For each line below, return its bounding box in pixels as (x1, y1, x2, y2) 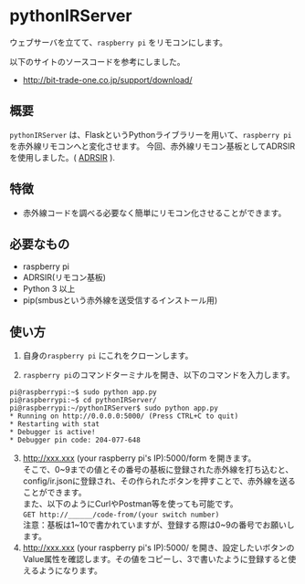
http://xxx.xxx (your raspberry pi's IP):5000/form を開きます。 (22, 453, 257, 464)
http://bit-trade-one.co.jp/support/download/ (22, 74, 193, 85)
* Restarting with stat (9, 420, 100, 429)
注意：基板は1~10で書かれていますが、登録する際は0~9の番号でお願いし (22, 519, 295, 530)
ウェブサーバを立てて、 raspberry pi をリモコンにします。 (9, 36, 228, 47)
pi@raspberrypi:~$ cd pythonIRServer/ (9, 396, 157, 405)
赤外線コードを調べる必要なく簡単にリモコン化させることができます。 (22, 207, 287, 218)
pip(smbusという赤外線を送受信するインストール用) (22, 295, 218, 306)
